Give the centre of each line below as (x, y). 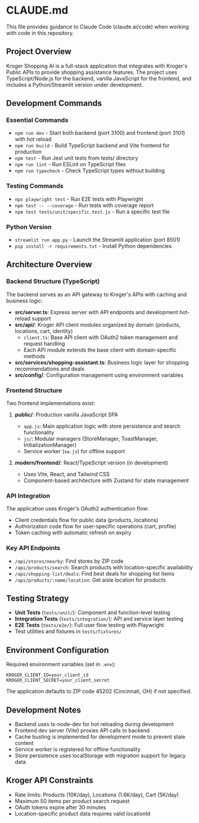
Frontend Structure (34, 390)
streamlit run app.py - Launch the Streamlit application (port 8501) (97, 240)
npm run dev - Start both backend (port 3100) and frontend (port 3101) (100, 133)
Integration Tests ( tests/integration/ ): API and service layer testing (99, 619)
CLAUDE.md (37, 10)
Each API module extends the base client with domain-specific (100, 350)
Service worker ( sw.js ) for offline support (74, 451)
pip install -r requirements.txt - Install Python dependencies (93, 246)
